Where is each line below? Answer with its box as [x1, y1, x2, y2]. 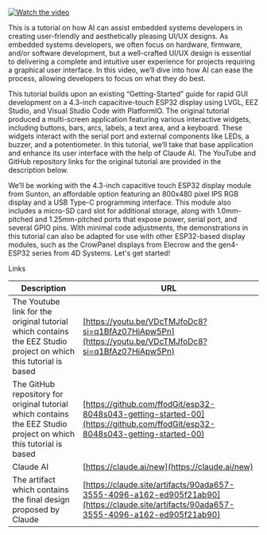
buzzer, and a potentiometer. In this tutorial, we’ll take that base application [8, 140, 254, 149]
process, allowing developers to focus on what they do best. [8, 74, 207, 83]
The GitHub [12, 379, 56, 389]
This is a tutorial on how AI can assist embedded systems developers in [8, 23, 242, 32]
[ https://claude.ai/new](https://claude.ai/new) [82, 462, 253, 472]
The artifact [12, 474, 56, 485]
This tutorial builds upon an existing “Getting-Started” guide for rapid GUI [8, 89, 249, 99]
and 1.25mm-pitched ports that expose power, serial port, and [34, 215, 237, 224]
